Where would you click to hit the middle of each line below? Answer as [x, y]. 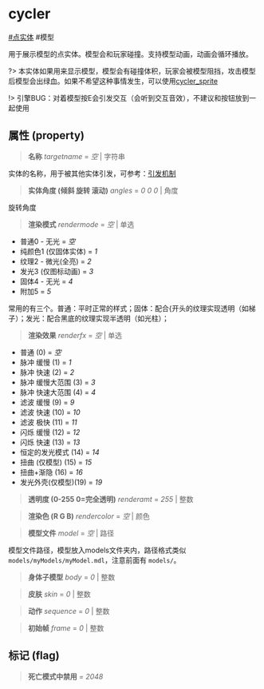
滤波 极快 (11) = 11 [48, 422]
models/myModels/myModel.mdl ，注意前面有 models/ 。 [95, 560]
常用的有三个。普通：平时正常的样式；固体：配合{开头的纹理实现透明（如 [128, 308]
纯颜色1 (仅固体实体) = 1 [59, 251]
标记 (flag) [34, 656]
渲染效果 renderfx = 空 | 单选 [75, 335]
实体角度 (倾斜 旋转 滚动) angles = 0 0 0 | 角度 [103, 190]
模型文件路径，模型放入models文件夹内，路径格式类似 [97, 550]
